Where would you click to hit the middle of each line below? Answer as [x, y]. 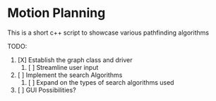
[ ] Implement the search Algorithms [70, 75]
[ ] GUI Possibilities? [47, 90]
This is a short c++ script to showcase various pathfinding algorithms [108, 32]
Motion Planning [56, 13]
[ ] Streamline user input [63, 67]
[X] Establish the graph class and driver [75, 60]
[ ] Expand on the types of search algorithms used [101, 82]
